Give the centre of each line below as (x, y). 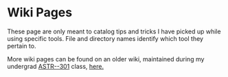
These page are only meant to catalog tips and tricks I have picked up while (114, 31)
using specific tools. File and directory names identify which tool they (105, 38)
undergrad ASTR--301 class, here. (56, 66)
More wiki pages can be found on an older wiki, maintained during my (106, 59)
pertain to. (22, 46)
